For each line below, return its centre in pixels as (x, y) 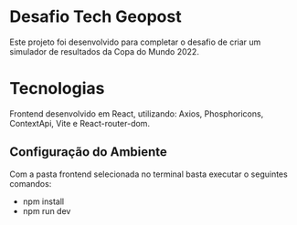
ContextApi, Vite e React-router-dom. (80, 123)
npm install (43, 201)
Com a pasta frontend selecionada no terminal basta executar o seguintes (148, 174)
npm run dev (47, 210)
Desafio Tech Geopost (95, 17)
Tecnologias (57, 89)
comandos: (31, 183)
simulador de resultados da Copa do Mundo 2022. (104, 51)
